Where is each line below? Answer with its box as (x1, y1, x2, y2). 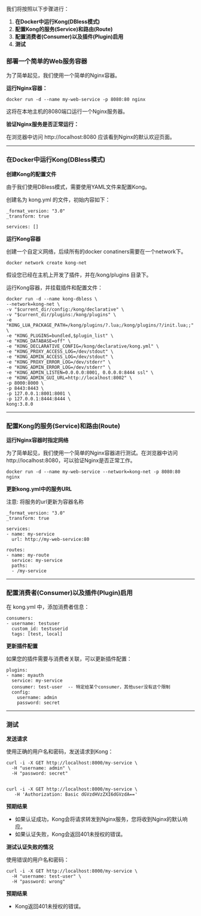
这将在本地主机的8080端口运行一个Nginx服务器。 (6, 108, 129, 115)
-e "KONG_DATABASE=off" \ (6, 338, 71, 344)
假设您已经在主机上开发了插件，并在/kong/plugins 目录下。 (6, 271, 152, 278)
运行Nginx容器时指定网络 (6, 436, 69, 444)
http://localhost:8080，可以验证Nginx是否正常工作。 (6, 456, 136, 464)
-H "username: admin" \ (11, 765, 71, 771)
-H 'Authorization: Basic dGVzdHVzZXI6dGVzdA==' (14, 792, 138, 798)
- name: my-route (6, 552, 50, 558)
